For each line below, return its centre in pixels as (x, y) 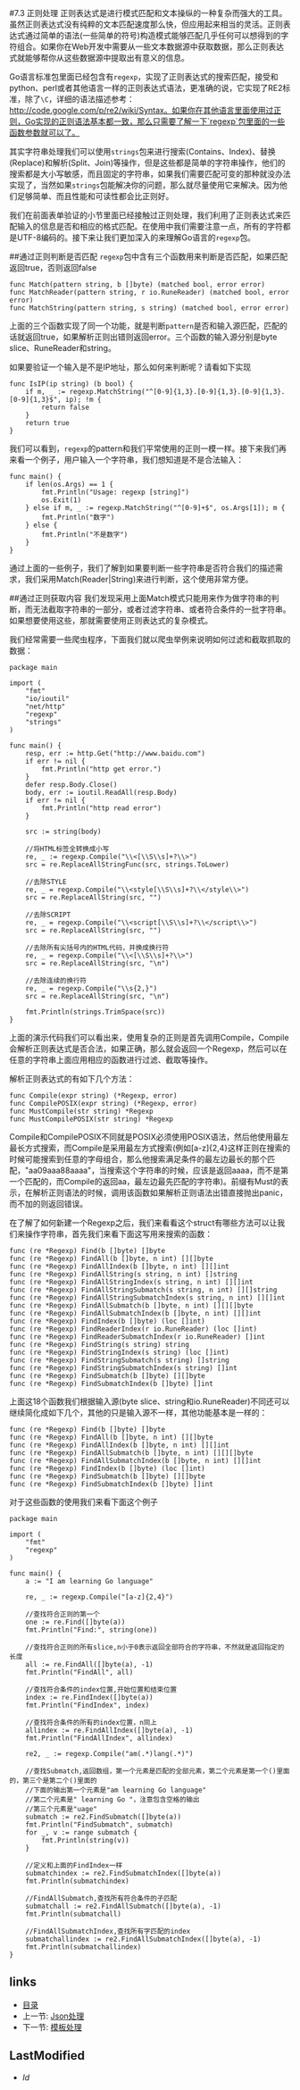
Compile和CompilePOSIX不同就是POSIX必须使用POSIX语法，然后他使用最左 (149, 1137)
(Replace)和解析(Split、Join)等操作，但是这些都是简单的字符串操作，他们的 (147, 163)
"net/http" (46, 706)
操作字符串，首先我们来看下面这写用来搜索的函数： (118, 1234)
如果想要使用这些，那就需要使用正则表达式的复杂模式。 (111, 620)
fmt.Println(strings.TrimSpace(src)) (96, 1012)
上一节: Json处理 (53, 2016)
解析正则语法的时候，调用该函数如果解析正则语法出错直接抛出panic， (160, 1192)
